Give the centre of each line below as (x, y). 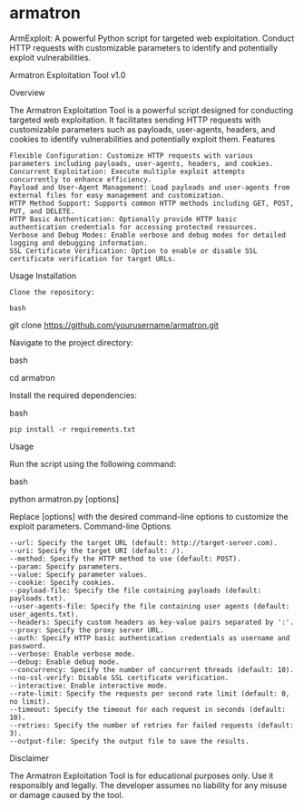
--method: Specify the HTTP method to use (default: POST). (126, 559)
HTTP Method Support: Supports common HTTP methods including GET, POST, (152, 203)
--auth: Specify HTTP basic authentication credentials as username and (150, 638)
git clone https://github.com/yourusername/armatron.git (114, 325)
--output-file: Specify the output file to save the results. (129, 741)
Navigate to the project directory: (71, 342)
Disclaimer (29, 758)
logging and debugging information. (78, 243)
